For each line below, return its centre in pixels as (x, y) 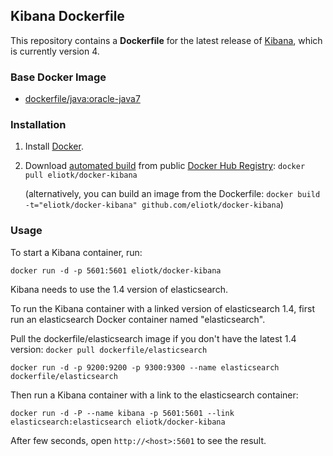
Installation (38, 125)
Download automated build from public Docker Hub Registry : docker (165, 166)
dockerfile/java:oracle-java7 (82, 99)
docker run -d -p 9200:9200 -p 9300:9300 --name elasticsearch (145, 367)
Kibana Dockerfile (67, 16)
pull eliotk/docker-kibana (81, 175)
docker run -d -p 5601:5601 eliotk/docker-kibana (116, 270)
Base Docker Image (58, 77)
